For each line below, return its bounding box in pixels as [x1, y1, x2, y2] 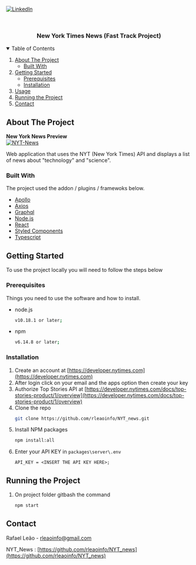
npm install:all [14, 437, 55, 444]
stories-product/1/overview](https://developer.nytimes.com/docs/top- [14, 391, 184, 398]
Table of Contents [11, 45, 55, 52]
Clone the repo [14, 404, 51, 411]
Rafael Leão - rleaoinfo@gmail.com [6, 534, 92, 541]
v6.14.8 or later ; [14, 339, 60, 345]
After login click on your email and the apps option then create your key [14, 379, 188, 386]
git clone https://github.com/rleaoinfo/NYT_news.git [14, 416, 150, 421]
